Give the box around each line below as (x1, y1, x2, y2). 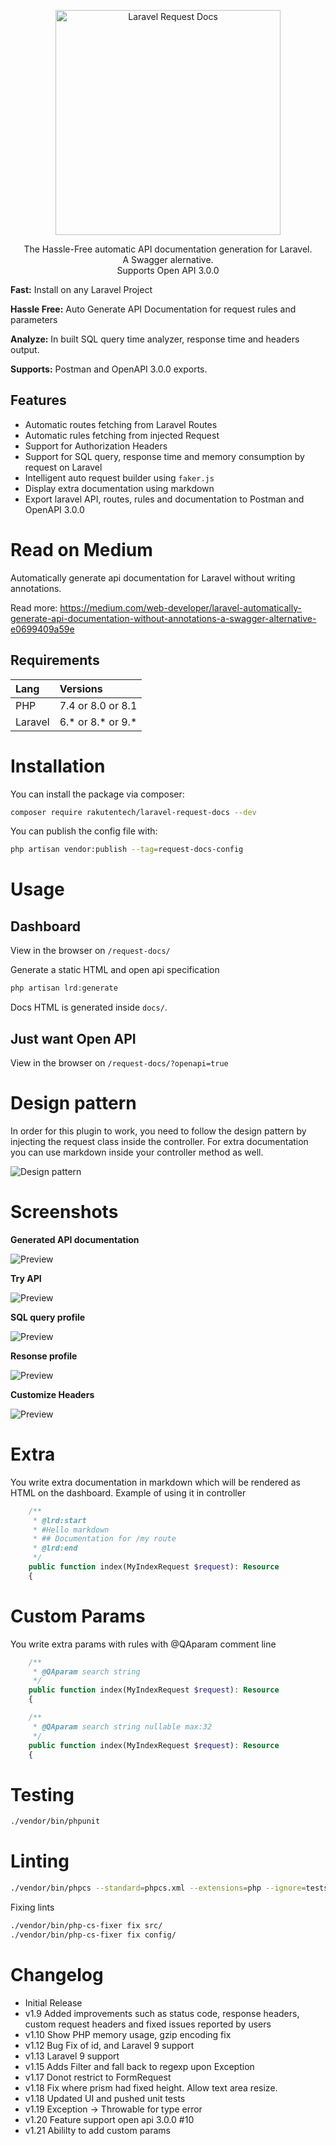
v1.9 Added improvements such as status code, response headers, (24, 2007, 300, 2019)
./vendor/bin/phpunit (10, 1816, 101, 1827)
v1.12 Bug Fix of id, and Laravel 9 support (24, 2039, 195, 2051)
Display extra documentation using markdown (24, 482, 215, 494)
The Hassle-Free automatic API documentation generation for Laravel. (23, 243, 313, 255)
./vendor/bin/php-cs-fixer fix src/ (10, 1921, 163, 1931)
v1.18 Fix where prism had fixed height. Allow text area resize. (24, 2081, 278, 2094)
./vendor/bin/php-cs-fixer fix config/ (10, 1930, 177, 1940)
